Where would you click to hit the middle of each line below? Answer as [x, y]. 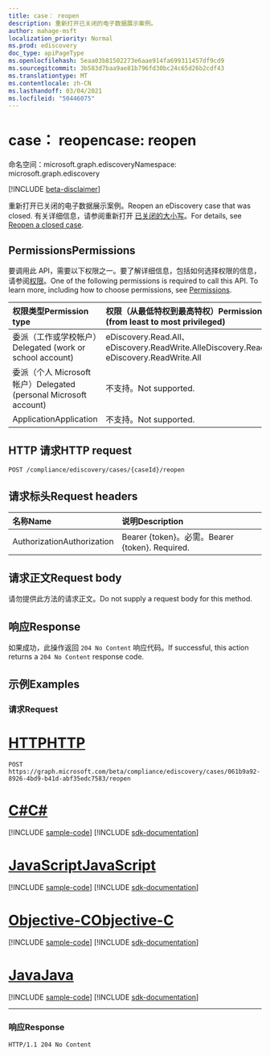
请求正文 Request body [65, 578]
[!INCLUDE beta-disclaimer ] [54, 189]
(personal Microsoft [49, 395]
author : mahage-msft [43, 31]
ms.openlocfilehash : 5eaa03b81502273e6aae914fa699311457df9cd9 [117, 61]
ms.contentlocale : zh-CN [50, 83]
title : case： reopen [44, 16]
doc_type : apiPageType [46, 53]
